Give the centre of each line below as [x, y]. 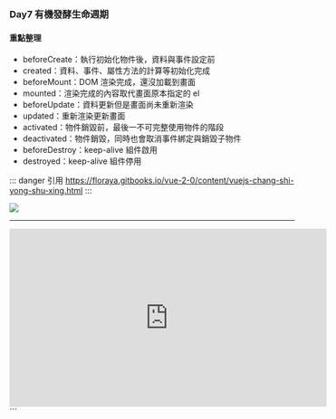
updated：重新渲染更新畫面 [74, 116]
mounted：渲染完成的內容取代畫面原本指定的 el [111, 93]
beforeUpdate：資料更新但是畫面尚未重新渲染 [108, 105]
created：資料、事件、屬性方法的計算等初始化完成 [116, 71]
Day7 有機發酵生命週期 [59, 14]
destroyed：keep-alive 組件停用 [82, 161]
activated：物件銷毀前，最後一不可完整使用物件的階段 [123, 128]
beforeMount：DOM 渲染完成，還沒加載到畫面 [109, 82]
